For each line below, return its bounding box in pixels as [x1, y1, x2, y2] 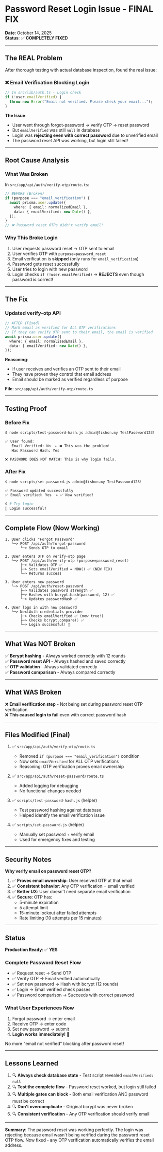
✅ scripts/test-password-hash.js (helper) [12, 797, 98, 804]
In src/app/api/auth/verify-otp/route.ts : [5, 182, 90, 188]
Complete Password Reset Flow [5, 959, 81, 966]
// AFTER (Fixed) [5, 321, 40, 326]
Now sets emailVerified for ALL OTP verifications [19, 758, 119, 765]
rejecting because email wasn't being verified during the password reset [5, 1132, 150, 1138]
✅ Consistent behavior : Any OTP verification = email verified [12, 883, 135, 889]
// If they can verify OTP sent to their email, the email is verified [5, 329, 153, 334]
